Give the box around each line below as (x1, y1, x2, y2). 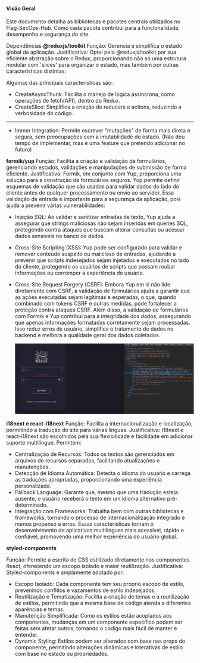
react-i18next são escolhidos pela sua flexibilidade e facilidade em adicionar (6, 433, 193, 440)
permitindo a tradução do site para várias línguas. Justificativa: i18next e (6, 427, 184, 434)
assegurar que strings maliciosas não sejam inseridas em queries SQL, (14, 220, 189, 227)
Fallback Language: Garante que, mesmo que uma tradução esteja (14, 489, 179, 496)
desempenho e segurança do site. (6, 30, 90, 38)
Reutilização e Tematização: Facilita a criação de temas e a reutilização (14, 593, 189, 600)
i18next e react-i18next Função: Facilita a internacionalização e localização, (6, 420, 193, 427)
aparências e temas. (14, 606, 65, 613)
